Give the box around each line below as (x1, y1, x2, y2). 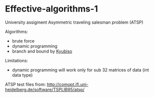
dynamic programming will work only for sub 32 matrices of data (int (12, 67, 149, 73)
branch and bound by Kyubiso (12, 48, 73, 54)
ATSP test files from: (5, 81, 46, 87)
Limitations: (5, 57, 28, 63)
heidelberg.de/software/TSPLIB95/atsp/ (5, 86, 85, 92)
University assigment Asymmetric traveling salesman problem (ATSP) (5, 19, 144, 25)
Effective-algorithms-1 (5, 3, 98, 14)
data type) (12, 72, 33, 78)
